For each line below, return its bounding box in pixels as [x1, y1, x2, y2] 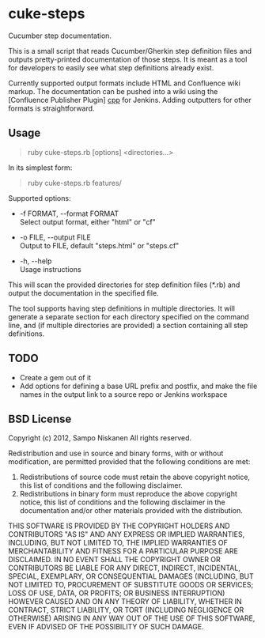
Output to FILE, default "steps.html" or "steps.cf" [19, 240, 180, 250]
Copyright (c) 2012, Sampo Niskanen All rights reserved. [8, 433, 192, 443]
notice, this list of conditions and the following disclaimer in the [19, 497, 225, 507]
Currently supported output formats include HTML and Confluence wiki [8, 78, 241, 88]
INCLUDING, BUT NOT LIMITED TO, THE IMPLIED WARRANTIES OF [8, 538, 228, 548]
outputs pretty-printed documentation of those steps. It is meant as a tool [8, 55, 248, 64]
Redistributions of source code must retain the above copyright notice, [19, 472, 251, 482]
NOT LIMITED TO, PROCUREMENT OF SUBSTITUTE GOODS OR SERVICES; [8, 580, 254, 590]
